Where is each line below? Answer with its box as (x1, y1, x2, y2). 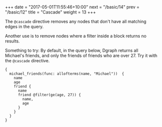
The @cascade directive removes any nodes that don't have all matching (5, 19, 147, 24)
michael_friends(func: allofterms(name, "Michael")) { (9, 71, 124, 76)
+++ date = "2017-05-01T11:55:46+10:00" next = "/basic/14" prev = (5, 4, 140, 10)
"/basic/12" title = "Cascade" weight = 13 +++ (5, 9, 96, 15)
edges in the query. (5, 24, 44, 29)
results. (5, 38, 20, 44)
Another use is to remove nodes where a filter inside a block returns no (5, 33, 147, 39)
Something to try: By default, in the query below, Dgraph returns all (5, 48, 139, 53)
